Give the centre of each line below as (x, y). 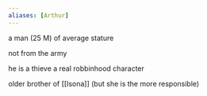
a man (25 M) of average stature (61, 38)
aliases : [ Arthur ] (38, 15)
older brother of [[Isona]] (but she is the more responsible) (104, 83)
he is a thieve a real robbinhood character (77, 68)
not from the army (38, 53)
